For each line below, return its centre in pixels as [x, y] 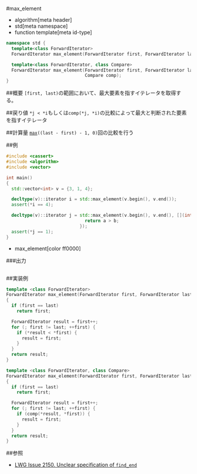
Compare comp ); [103, 76]
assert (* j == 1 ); [33, 231]
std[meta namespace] [41, 26]
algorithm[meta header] [43, 20]
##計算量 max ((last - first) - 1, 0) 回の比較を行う [70, 133]
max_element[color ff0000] [47, 248]
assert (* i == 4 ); [33, 205]
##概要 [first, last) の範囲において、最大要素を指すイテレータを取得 [91, 93]
